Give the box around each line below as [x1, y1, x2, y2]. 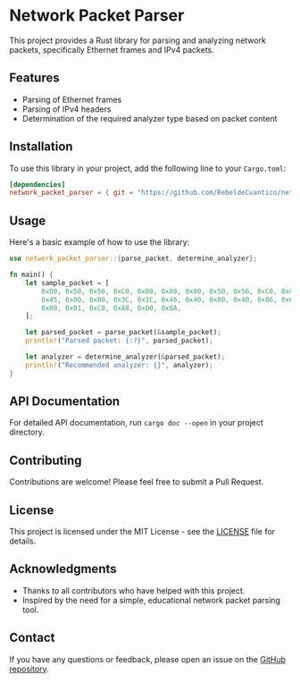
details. [9, 535, 37, 546]
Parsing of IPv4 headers [21, 104, 112, 114]
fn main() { [9, 270, 54, 279]
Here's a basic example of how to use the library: [9, 237, 190, 248]
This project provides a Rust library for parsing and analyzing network [9, 35, 266, 46]
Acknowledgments [9, 561, 118, 577]
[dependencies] [9, 180, 66, 189]
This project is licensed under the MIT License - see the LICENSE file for [9, 527, 275, 537]
